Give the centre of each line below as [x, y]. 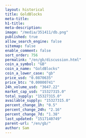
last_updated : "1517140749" [34, 119]
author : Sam [17, 128]
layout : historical [25, 10]
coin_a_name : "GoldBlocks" [32, 69]
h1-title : [15, 23]
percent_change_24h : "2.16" [34, 110]
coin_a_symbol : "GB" [26, 64]
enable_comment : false [28, 50]
